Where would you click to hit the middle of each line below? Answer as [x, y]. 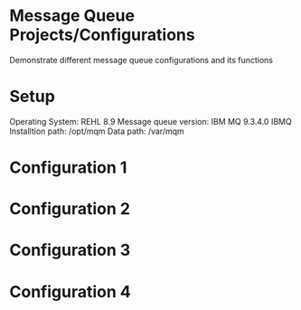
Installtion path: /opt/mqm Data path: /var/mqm [97, 131]
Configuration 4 [70, 291]
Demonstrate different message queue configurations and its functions [141, 60]
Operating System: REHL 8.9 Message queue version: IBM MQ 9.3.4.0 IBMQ [150, 121]
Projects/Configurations [103, 35]
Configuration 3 [70, 250]
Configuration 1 [68, 168]
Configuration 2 [70, 209]
